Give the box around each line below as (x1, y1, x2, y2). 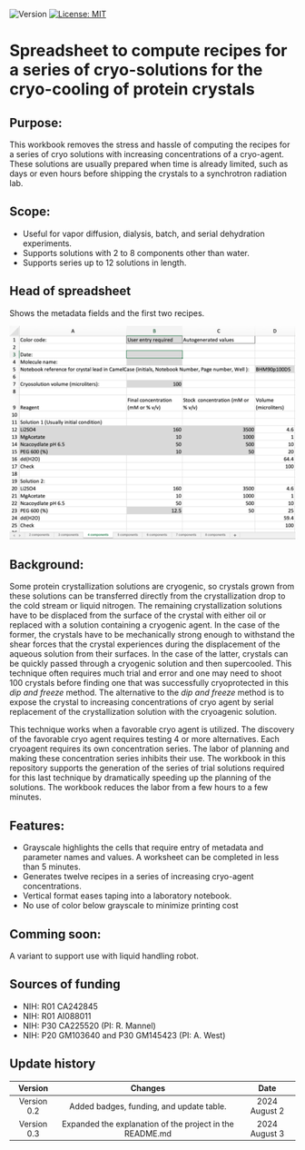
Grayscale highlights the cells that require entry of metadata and (22, 842, 264, 853)
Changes (130, 1083, 166, 1094)
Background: (9, 557, 84, 572)
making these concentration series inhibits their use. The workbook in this (9, 753, 286, 764)
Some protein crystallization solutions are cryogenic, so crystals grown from (9, 581, 295, 592)
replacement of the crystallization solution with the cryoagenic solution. (9, 707, 278, 718)
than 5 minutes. (22, 861, 82, 872)
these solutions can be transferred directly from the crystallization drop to (9, 590, 286, 601)
